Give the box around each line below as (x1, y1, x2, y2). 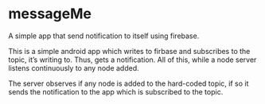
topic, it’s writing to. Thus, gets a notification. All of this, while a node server (8, 55, 257, 64)
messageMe (8, 5, 92, 23)
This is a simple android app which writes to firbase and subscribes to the (8, 46, 251, 56)
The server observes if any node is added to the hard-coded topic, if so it (8, 79, 249, 88)
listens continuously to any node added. (8, 63, 139, 72)
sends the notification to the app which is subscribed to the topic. (8, 87, 224, 96)
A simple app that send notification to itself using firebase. (8, 31, 200, 40)
